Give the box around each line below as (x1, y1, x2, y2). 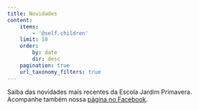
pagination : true (19, 62, 70, 69)
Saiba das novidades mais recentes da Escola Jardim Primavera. (7, 88, 193, 96)
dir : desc (32, 56, 61, 63)
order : (19, 42, 39, 49)
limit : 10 (19, 36, 49, 43)
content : (7, 17, 33, 24)
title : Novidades (7, 10, 58, 17)
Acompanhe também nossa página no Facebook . (7, 95, 148, 103)
